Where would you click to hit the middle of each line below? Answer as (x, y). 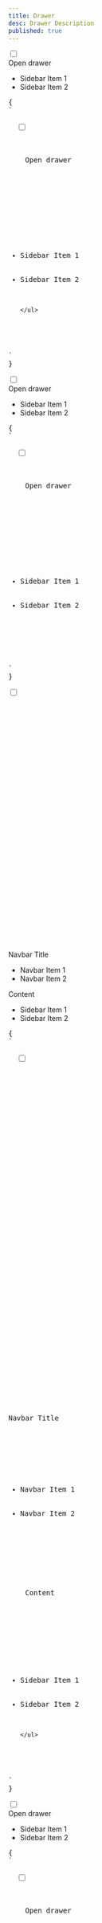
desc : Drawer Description (51, 23)
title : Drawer (32, 16)
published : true (35, 31)
